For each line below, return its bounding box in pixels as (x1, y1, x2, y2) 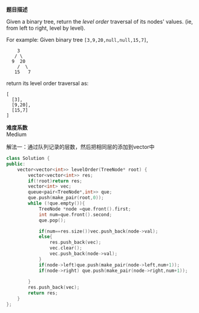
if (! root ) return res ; (28, 178, 83, 184)
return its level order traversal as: (6, 80, 89, 87)
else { (38, 234, 53, 240)
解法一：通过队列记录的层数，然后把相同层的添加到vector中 (6, 143, 155, 150)
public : (6, 160, 26, 167)
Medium (6, 131, 27, 138)
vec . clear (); (49, 245, 83, 251)
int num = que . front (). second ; (38, 211, 113, 217)
